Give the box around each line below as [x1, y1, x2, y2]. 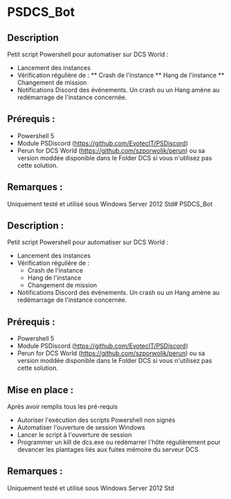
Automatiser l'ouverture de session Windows [17, 423, 145, 432]
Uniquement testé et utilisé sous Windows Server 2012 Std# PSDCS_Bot [7, 199, 213, 208]
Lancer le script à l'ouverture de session [17, 431, 133, 439]
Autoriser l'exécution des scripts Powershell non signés [17, 416, 176, 424]
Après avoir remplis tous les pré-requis [7, 403, 118, 411]
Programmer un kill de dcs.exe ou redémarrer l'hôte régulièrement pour [17, 438, 221, 446]
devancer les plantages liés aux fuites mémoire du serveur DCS [17, 446, 198, 454]
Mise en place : [7, 384, 74, 396]
